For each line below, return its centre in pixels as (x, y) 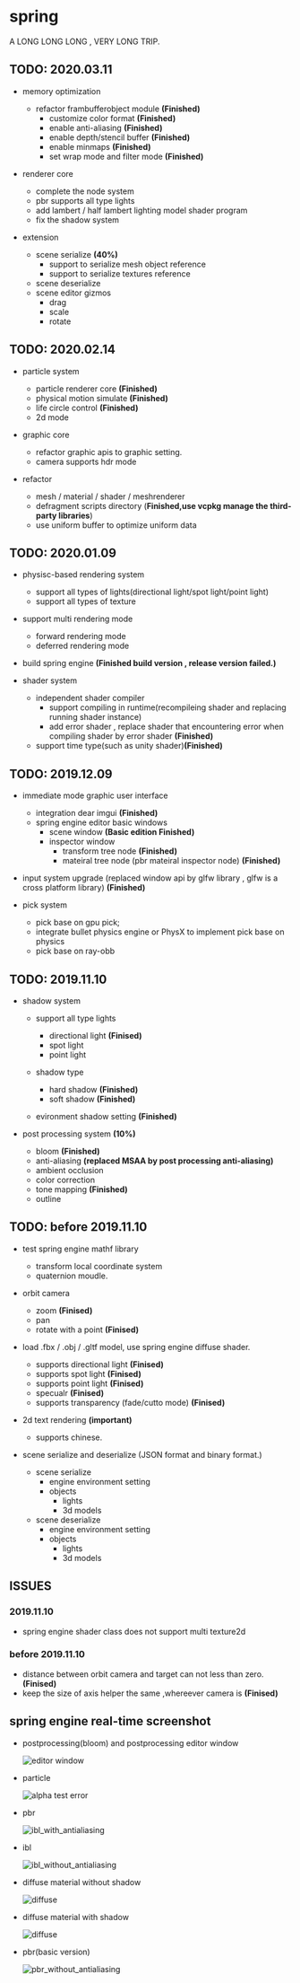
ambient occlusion (70, 1170)
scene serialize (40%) (77, 254)
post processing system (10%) (79, 1134)
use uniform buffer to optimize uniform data (116, 525)
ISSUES (30, 1586)
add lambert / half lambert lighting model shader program (141, 210)
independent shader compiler (90, 698)
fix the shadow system (77, 219)
